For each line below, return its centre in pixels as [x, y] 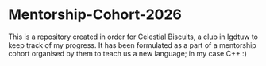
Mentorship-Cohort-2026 [95, 15]
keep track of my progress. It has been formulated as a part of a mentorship [132, 45]
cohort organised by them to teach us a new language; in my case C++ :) [128, 53]
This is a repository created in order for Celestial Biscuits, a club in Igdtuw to [133, 37]
